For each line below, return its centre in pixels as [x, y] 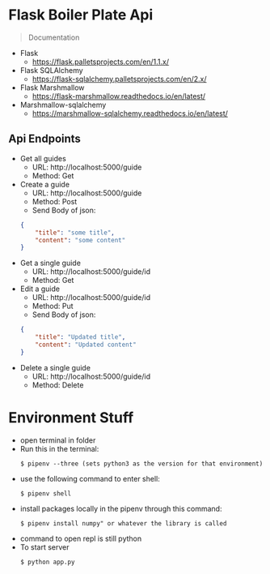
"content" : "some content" [80, 240]
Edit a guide [40, 289]
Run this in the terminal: [59, 448]
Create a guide [45, 184]
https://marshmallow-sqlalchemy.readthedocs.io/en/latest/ [130, 113]
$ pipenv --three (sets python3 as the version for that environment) [141, 464]
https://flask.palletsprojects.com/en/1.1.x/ [101, 62]
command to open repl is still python [81, 538]
